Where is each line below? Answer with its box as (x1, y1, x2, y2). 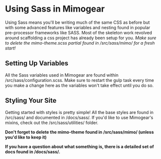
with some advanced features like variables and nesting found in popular (5, 24, 150, 30)
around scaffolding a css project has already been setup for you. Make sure (5, 35, 157, 41)
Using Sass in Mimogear (5, 3, 105, 15)
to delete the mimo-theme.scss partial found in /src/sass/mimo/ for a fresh (5, 40, 155, 46)
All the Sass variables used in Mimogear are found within (5, 72, 119, 78)
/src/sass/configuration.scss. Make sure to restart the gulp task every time (5, 77, 154, 83)
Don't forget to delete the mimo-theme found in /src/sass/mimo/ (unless (5, 129, 154, 135)
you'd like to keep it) (5, 134, 47, 140)
